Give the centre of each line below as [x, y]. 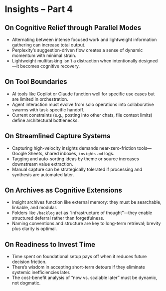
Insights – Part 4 [39, 9]
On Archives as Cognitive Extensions [64, 190]
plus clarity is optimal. [34, 229]
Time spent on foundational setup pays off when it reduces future [79, 257]
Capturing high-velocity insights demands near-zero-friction [74, 148]
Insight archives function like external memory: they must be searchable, [86, 202]
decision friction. [29, 262]
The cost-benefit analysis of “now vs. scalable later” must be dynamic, [84, 278]
